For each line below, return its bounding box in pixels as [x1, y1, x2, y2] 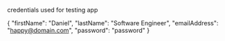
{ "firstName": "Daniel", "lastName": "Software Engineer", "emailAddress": [7, 19, 219, 27]
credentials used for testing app [7, 6, 98, 14]
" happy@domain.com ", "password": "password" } [7, 27, 150, 34]
